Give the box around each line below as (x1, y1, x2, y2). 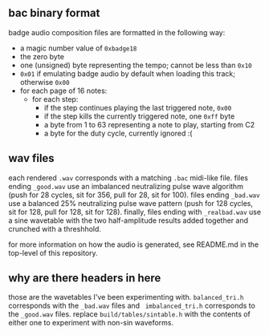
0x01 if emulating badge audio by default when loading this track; (19, 68, 235, 79)
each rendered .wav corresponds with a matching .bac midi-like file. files (8, 172, 249, 183)
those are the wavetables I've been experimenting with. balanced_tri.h (8, 293, 244, 302)
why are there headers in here (8, 272, 161, 285)
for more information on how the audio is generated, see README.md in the (8, 240, 259, 249)
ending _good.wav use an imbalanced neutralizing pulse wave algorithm (8, 181, 243, 191)
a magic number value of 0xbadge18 (19, 43, 137, 53)
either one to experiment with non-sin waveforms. (8, 318, 174, 328)
